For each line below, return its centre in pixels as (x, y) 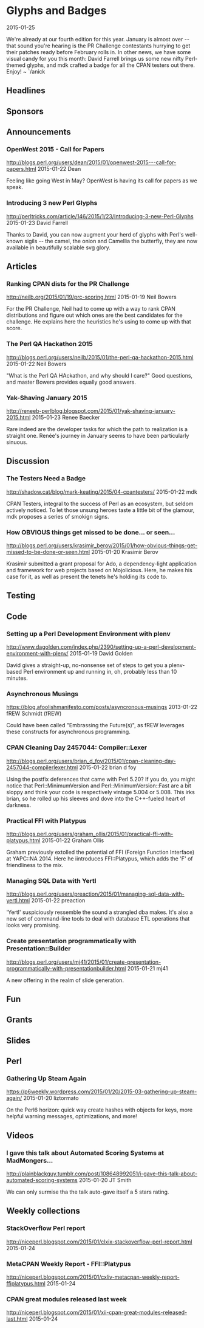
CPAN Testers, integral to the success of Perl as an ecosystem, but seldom (100, 503)
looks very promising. (33, 925)
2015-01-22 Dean (59, 169)
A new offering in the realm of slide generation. (65, 980)
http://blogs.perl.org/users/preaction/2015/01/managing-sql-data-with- (96, 894)
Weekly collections (43, 1211)
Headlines (26, 91)
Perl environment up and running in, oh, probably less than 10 (100, 672)
